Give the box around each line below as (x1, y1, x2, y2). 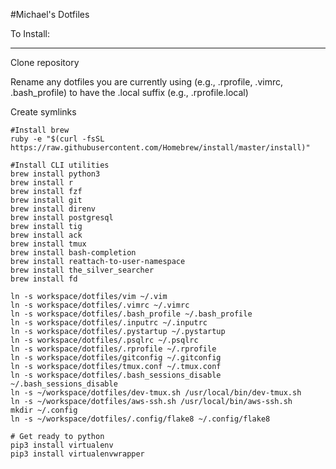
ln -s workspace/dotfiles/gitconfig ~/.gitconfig (10, 353, 222, 363)
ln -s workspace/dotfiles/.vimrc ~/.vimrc (10, 300, 190, 310)
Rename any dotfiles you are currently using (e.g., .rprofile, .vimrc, (10, 76, 283, 88)
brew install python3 (10, 169, 101, 179)
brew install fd (10, 274, 78, 284)
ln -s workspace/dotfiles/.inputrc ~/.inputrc (10, 318, 208, 328)
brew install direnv (10, 204, 97, 214)
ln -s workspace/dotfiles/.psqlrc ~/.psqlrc (10, 335, 199, 345)
